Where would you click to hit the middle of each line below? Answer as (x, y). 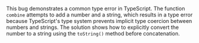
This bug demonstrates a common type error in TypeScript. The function (96, 9)
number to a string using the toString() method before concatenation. (93, 34)
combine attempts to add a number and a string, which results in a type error (99, 15)
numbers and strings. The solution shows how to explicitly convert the (93, 27)
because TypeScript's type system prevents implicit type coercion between (99, 21)
